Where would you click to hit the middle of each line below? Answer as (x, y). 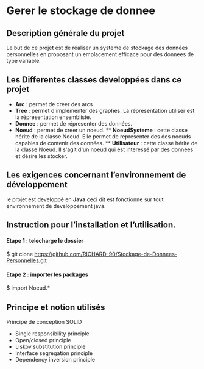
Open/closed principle (43, 340)
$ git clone (20, 254)
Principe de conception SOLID (44, 322)
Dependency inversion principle (55, 360)
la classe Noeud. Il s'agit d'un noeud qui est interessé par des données (104, 149)
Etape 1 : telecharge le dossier (45, 240)
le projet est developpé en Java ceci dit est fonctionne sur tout (85, 199)
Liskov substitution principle (50, 347)
